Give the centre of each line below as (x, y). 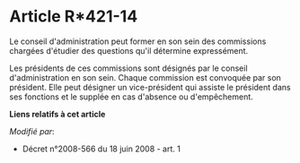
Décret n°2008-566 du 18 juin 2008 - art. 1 (101, 149)
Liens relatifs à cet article (57, 114)
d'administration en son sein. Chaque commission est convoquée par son (145, 77)
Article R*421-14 (74, 17)
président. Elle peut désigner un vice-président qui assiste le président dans (150, 87)
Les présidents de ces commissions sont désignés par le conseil (129, 68)
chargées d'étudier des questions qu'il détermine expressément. (129, 50)
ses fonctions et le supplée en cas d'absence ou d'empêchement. (131, 97)
